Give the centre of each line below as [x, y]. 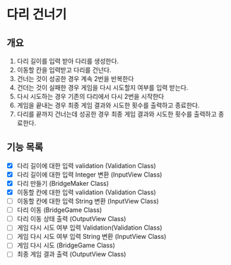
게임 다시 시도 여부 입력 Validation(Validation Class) [89, 228]
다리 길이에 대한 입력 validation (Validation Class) [86, 165]
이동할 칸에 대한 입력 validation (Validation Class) [86, 192]
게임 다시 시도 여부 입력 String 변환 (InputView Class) [91, 237]
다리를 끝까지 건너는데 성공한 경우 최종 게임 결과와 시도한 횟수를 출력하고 [117, 114]
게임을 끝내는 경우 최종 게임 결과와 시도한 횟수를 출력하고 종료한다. [108, 105]
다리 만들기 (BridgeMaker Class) [63, 183]
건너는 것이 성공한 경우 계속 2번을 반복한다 [75, 79]
